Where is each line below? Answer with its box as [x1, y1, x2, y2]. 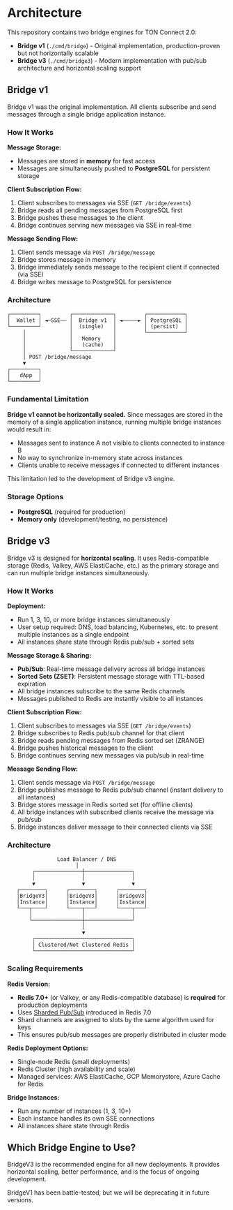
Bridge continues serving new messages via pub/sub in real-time [17, 751, 204, 760]
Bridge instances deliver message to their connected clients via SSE [17, 822, 213, 832]
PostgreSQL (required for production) [17, 508, 126, 516]
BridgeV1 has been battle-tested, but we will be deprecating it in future [7, 1188, 210, 1197]
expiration [17, 679, 47, 688]
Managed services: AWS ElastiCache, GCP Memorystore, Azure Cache [17, 1072, 220, 1080]
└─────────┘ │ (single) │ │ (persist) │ [7, 323, 188, 330]
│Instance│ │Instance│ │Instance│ [16, 899, 148, 906]
